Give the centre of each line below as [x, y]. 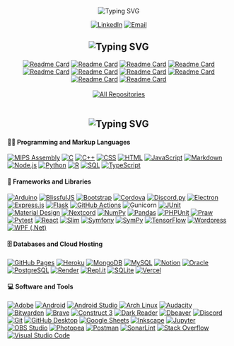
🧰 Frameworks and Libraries [49, 182]
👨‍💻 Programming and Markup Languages [69, 142]
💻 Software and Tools [40, 286]
